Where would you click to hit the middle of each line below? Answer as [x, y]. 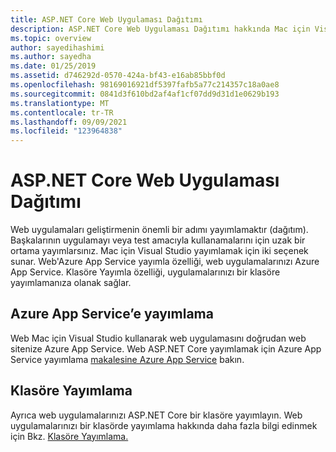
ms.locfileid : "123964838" [66, 131]
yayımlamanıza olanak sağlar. [71, 283]
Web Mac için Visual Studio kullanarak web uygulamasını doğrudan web [158, 338]
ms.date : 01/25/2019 [53, 66]
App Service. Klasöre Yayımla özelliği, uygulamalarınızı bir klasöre [145, 272]
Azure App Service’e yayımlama [112, 314]
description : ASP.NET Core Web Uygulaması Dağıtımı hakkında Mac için [160, 29]
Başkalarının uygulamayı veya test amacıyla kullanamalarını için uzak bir [158, 240]
